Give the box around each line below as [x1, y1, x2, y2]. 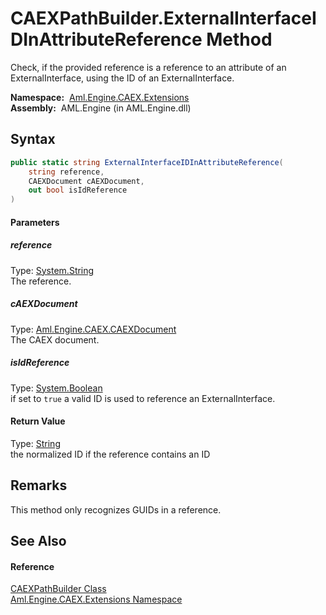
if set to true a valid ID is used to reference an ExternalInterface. [10, 392, 276, 404]
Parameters [10, 216, 60, 228]
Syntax [10, 131, 56, 148]
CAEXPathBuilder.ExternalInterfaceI [10, 7, 317, 30]
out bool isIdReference [28, 185, 128, 196]
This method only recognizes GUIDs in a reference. [10, 503, 222, 516]
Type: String [10, 437, 61, 449]
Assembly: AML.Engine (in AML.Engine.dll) [10, 102, 192, 114]
